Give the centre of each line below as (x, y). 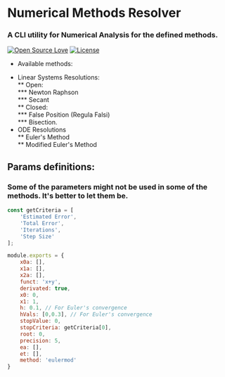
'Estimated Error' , (49, 217)
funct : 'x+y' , (40, 282)
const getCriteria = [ (40, 210)
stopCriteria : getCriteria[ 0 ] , (66, 328)
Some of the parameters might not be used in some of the (108, 186)
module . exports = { (36, 256)
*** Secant (33, 100)
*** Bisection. (37, 122)
